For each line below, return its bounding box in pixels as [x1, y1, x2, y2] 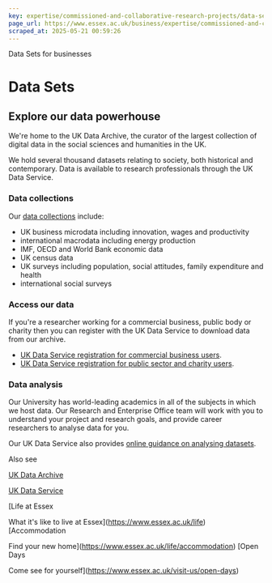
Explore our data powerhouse [8, 109, 161, 123]
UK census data [19, 253, 74, 262]
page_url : [8, 19, 42, 28]
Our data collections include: [8, 211, 104, 221]
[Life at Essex [8, 501, 54, 511]
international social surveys [19, 279, 112, 288]
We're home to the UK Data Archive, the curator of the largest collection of [8, 131, 257, 141]
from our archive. [8, 334, 66, 344]
